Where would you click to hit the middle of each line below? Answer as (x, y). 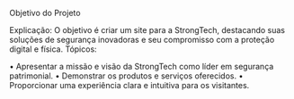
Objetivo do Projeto (45, 13)
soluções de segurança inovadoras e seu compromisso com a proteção (142, 40)
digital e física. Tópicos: (53, 49)
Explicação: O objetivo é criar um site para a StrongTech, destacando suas (147, 30)
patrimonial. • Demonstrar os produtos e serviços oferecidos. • (126, 76)
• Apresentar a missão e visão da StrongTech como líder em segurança (142, 66)
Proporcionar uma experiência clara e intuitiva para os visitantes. (129, 85)
